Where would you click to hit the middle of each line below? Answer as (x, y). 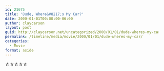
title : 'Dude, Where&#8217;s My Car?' (44, 14)
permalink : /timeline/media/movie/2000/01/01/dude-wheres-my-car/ (74, 37)
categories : (17, 41)
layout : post (18, 28)
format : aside (20, 50)
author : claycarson (25, 23)
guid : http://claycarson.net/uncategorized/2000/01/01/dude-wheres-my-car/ (84, 32)
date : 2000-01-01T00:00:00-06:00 (39, 18)
